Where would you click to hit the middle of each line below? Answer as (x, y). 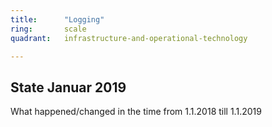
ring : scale (48, 29)
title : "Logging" (57, 19)
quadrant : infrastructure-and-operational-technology (129, 38)
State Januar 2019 (68, 87)
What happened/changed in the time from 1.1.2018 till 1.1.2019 (136, 112)
